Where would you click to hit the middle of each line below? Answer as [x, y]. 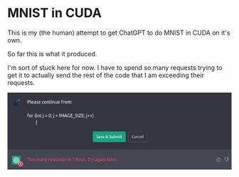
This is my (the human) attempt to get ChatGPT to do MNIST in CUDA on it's [119, 33]
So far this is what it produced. [52, 54]
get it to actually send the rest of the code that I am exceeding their [106, 75]
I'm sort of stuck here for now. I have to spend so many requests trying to [115, 67]
